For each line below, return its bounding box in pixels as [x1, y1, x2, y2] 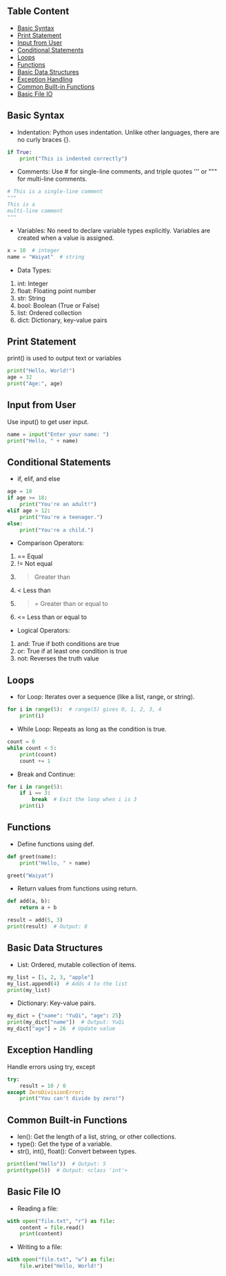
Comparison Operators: [17, 539, 85, 547]
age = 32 [7, 374, 32, 381]
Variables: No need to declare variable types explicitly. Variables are [17, 226, 211, 234]
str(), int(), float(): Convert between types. [17, 1147, 136, 1155]
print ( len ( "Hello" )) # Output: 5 [7, 1161, 107, 1168]
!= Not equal [17, 560, 53, 568]
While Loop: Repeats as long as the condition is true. [17, 725, 167, 733]
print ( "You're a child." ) [19, 527, 94, 534]
